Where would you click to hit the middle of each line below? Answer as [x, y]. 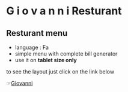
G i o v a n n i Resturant [64, 11]
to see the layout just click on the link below [60, 72]
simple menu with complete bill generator [66, 54]
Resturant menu [37, 33]
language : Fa [32, 47]
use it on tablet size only [46, 60]
